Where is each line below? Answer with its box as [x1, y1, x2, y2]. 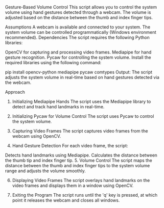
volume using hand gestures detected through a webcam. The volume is [5, 9, 151, 15]
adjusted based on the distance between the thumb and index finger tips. [5, 15, 153, 20]
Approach [5, 89, 25, 95]
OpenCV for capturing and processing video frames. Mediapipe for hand [5, 49, 152, 55]
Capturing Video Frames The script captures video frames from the [12, 128, 148, 134]
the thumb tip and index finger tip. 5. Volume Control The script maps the [5, 157, 153, 163]
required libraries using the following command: [5, 60, 102, 65]
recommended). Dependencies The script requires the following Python [5, 34, 150, 40]
